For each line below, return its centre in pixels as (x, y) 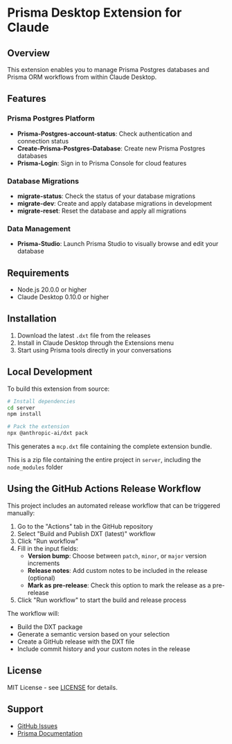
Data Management (39, 229)
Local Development (50, 372)
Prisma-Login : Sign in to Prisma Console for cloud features (102, 163)
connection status (43, 141)
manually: (21, 513)
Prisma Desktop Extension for (95, 13)
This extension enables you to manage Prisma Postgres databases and (108, 70)
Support (25, 709)
